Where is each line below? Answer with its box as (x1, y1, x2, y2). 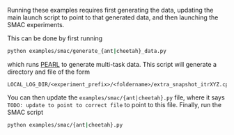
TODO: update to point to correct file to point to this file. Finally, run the (7, 100, 221, 109)
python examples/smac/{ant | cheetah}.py (7, 121, 123, 128)
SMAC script (7, 108, 44, 116)
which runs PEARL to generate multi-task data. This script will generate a (7, 60, 217, 68)
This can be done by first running (7, 34, 103, 42)
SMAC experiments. (7, 21, 65, 29)
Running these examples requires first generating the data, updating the (7, 6, 214, 14)
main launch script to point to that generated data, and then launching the (7, 13, 219, 22)
